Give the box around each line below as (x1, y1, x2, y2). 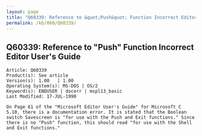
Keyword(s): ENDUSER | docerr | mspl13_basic (6, 88, 122, 95)
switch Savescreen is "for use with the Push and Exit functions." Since (6, 114, 195, 120)
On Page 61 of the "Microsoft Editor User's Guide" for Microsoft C (6, 104, 182, 110)
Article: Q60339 (6, 67, 47, 74)
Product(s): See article (6, 72, 69, 78)
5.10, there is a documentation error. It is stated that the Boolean (6, 109, 187, 116)
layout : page (6, 8, 39, 15)
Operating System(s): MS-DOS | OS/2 (6, 83, 98, 89)
